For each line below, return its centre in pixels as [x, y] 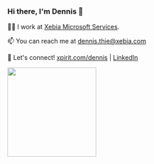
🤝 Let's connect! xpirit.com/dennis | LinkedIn [73, 58]
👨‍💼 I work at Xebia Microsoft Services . [64, 27]
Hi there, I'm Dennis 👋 [45, 11]
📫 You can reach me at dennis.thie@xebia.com [77, 41]
